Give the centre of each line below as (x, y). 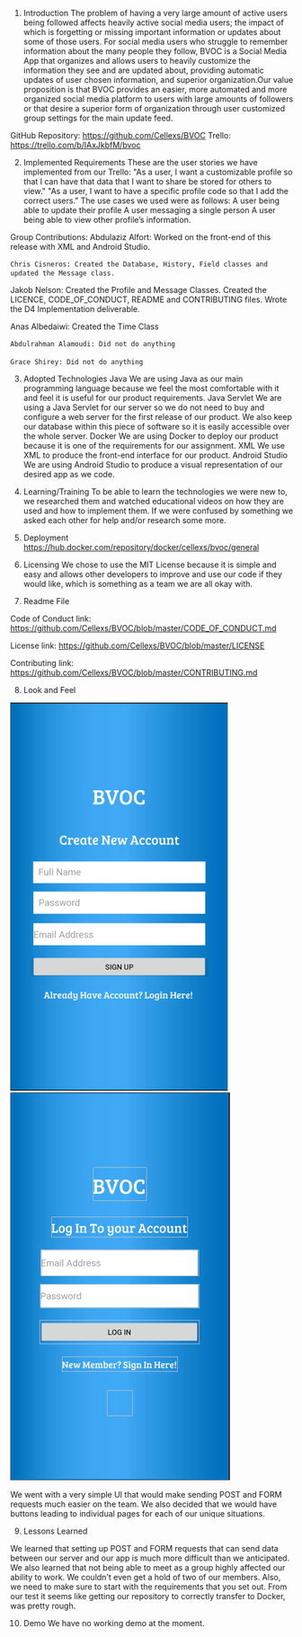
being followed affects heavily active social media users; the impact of (153, 22)
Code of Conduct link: (51, 618)
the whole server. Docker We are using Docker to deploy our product (151, 436)
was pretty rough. (43, 1606)
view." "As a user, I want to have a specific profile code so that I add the (155, 191)
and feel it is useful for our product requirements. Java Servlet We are (152, 398)
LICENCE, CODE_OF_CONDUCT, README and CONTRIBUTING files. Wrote (149, 299)
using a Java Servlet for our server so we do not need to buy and (143, 407)
